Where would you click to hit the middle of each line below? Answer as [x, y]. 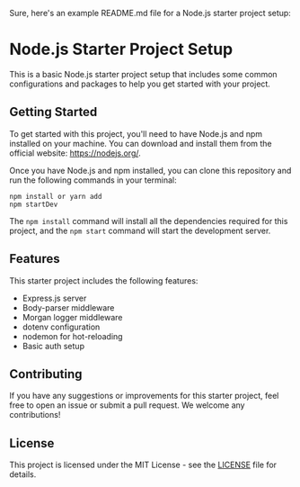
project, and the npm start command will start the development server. [140, 230]
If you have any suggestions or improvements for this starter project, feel [144, 396]
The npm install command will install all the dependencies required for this [149, 221]
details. [23, 474]
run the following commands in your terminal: [93, 180]
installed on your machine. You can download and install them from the [141, 143]
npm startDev [34, 204]
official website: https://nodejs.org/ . [75, 153]
